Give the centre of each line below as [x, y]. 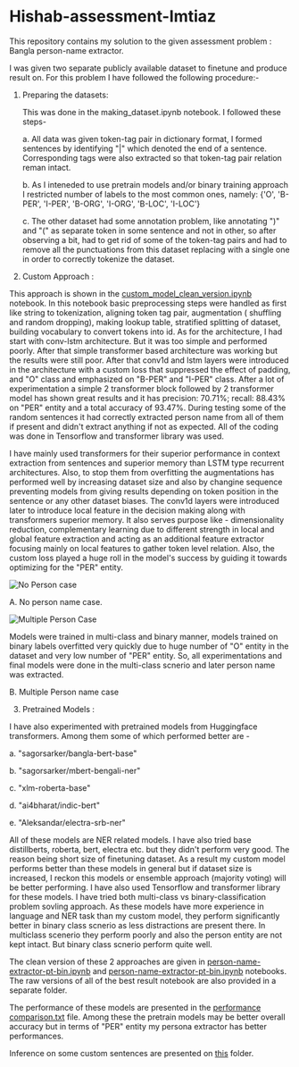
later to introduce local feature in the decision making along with [127, 510]
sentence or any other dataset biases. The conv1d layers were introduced [144, 500]
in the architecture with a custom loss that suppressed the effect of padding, [150, 369]
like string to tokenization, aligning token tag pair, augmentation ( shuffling [145, 312]
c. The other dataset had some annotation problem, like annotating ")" [151, 221]
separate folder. [38, 990]
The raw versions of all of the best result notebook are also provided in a [143, 980]
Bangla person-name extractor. [66, 50]
